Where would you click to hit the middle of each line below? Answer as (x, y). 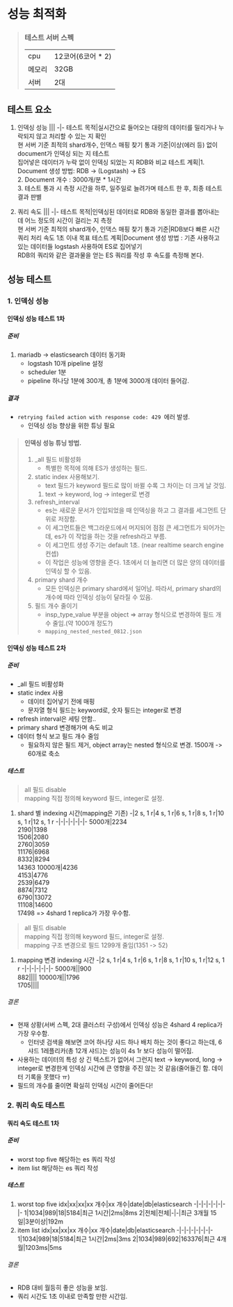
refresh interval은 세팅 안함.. (57, 719)
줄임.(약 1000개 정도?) (83, 624)
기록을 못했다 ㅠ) (47, 1077)
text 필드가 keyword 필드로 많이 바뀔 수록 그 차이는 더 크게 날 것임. (136, 486)
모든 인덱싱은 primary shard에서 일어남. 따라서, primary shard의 (133, 589)
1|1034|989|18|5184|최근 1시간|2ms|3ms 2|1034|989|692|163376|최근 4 (119, 1239)
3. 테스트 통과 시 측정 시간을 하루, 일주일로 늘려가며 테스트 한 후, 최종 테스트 (120, 188)
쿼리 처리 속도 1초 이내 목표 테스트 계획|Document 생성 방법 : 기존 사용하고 (119, 238)
